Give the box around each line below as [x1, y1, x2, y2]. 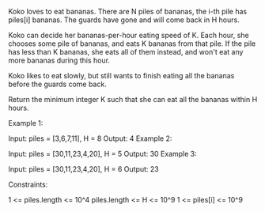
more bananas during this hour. [8, 55, 111, 65]
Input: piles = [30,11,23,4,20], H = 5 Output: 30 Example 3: [8, 150, 198, 158]
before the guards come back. [8, 79, 107, 89]
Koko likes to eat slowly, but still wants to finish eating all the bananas [8, 71, 235, 80]
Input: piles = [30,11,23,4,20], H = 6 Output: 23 [8, 165, 160, 173]
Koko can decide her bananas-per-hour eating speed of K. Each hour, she [8, 31, 249, 40]
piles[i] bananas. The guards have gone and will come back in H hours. [8, 15, 240, 25]
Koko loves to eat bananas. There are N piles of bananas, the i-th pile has [8, 7, 248, 16]
